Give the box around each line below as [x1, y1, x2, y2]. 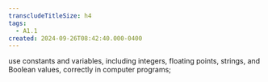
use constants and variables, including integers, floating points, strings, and [8, 56, 261, 66]
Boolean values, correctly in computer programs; [8, 65, 172, 75]
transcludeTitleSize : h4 [8, 11, 92, 20]
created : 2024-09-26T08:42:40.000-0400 [8, 34, 143, 43]
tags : [8, 19, 27, 27]
